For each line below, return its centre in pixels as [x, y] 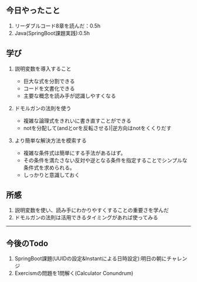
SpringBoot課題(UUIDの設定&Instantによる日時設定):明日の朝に [91, 259]
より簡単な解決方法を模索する [50, 140]
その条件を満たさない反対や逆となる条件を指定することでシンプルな [105, 160]
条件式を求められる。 [49, 167]
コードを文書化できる [49, 88]
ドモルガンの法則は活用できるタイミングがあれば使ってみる [86, 218]
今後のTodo [27, 243]
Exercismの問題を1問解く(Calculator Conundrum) [74, 273]
